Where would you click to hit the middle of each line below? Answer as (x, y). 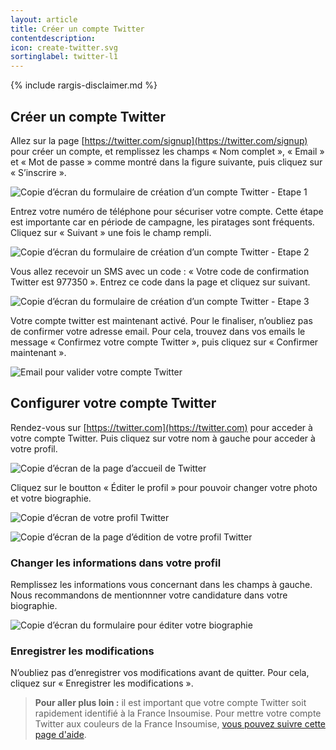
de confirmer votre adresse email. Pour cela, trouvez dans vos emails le (158, 331)
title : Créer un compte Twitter (77, 29)
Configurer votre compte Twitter (113, 403)
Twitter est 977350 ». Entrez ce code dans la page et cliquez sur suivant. (160, 282)
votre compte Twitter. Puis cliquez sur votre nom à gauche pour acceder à (163, 438)
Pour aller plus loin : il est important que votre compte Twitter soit (170, 703)
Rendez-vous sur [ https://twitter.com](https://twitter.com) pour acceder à (161, 427)
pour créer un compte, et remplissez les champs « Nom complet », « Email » (167, 151)
